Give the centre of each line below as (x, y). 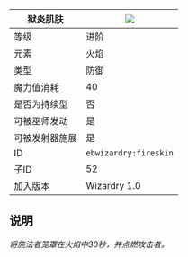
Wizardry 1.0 (113, 186)
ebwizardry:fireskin (130, 153)
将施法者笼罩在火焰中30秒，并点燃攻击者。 (89, 244)
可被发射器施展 (46, 138)
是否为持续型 (41, 104)
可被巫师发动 (41, 121)
